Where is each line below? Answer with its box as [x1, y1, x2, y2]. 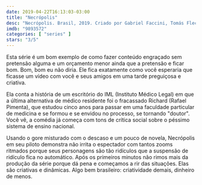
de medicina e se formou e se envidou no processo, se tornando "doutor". [6, 110, 191, 117]
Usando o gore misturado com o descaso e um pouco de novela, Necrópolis [6, 134, 195, 142]
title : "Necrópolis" [6, 14, 58, 20]
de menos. [6, 173, 33, 180]
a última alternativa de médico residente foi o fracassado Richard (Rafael [6, 97, 186, 104]
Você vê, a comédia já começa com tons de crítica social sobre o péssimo [6, 116, 190, 124]
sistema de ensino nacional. [6, 123, 75, 130]
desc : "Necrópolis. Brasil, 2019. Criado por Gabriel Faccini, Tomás [6, 20, 185, 26]
